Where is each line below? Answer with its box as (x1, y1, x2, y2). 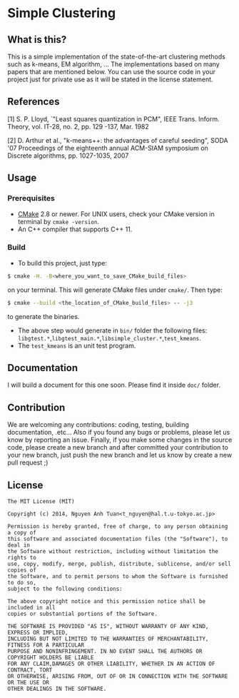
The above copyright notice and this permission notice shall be (7, 597, 205, 605)
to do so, (7, 579, 37, 586)
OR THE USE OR (7, 679, 50, 686)
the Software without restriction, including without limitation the (7, 547, 219, 555)
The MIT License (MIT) (7, 497, 75, 505)
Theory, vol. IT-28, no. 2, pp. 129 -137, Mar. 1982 (7, 122, 150, 131)
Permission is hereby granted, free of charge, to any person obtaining (7, 522, 228, 530)
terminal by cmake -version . (17, 217, 100, 226)
